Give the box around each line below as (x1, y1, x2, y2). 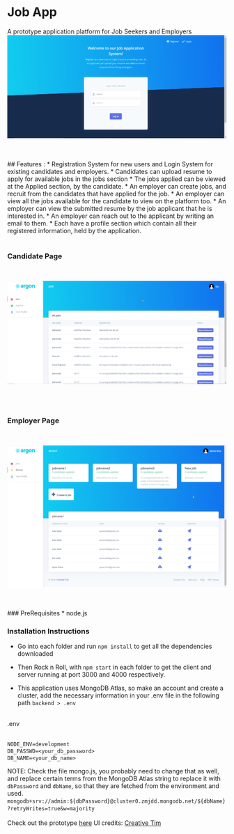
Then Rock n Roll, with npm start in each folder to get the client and (17, 663, 212, 672)
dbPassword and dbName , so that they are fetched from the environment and (7, 782, 219, 790)
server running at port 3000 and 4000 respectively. (17, 670, 166, 679)
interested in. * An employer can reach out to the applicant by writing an (7, 212, 214, 220)
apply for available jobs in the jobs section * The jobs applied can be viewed (7, 175, 226, 183)
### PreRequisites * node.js (7, 608, 88, 617)
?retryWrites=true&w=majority (7, 805, 95, 812)
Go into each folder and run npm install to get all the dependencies (17, 642, 212, 651)
